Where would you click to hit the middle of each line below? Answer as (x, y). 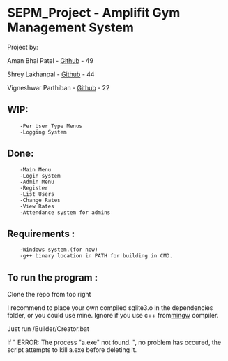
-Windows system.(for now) (59, 250)
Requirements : (41, 233)
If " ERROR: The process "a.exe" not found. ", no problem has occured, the (114, 342)
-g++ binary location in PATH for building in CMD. (96, 256)
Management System (71, 28)
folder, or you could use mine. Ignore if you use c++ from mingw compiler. (113, 316)
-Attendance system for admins (65, 212)
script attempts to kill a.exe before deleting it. (72, 350)
